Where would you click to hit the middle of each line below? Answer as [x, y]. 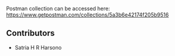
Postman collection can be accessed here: [58, 9]
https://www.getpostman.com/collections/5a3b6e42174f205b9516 [87, 15]
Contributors [31, 33]
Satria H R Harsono [38, 47]
